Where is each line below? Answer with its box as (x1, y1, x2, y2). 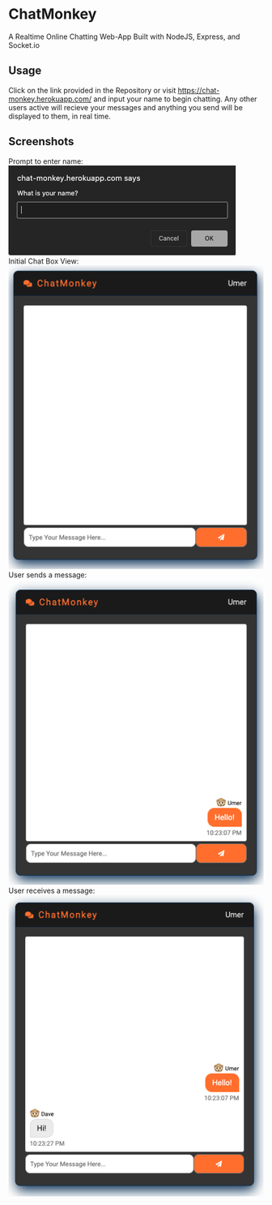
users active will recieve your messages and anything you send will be (8, 102, 243, 112)
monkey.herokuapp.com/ (8, 94, 92, 104)
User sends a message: (8, 569, 87, 580)
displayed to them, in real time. (8, 111, 111, 121)
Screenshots (8, 135, 74, 148)
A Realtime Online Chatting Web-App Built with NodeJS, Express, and (8, 32, 240, 41)
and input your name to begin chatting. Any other (93, 94, 257, 104)
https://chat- (177, 85, 220, 95)
